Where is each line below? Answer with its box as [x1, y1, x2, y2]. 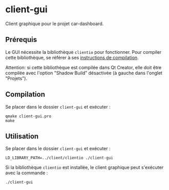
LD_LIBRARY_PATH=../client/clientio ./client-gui [5, 155, 114, 161]
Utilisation [5, 132, 39, 140]
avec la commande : [5, 170, 48, 176]
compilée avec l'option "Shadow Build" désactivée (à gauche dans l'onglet [5, 70, 163, 76]
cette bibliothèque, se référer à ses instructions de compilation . [5, 54, 139, 60]
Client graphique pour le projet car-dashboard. [5, 20, 104, 27]
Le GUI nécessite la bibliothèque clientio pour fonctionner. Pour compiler [5, 49, 162, 55]
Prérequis [5, 35, 37, 44]
